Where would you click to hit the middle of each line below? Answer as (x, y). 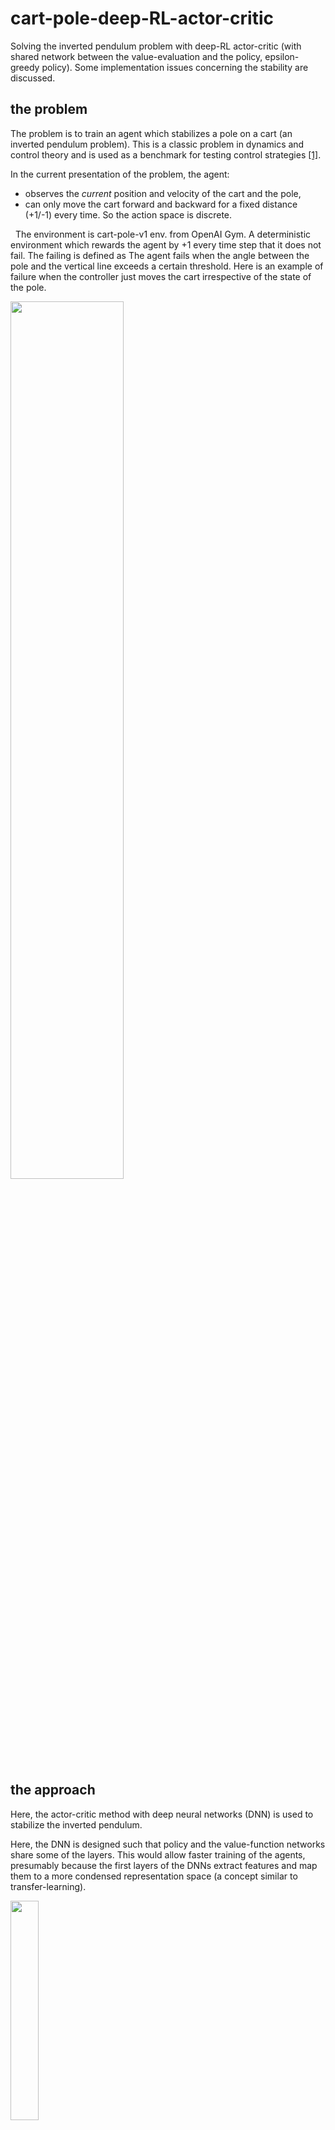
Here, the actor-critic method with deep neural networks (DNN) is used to (162, 1814)
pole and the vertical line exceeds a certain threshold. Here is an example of (167, 266)
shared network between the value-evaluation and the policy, (136, 56)
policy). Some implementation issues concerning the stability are (175, 67)
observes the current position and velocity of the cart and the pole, (163, 193)
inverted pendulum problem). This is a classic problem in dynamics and (157, 144)
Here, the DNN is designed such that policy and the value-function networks (168, 1844)
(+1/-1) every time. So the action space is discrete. (128, 214)
